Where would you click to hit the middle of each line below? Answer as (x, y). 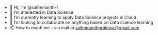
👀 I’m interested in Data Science (41, 12)
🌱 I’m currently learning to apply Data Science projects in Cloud (73, 17)
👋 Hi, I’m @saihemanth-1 (34, 7)
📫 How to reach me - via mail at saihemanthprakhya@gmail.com (74, 28)
